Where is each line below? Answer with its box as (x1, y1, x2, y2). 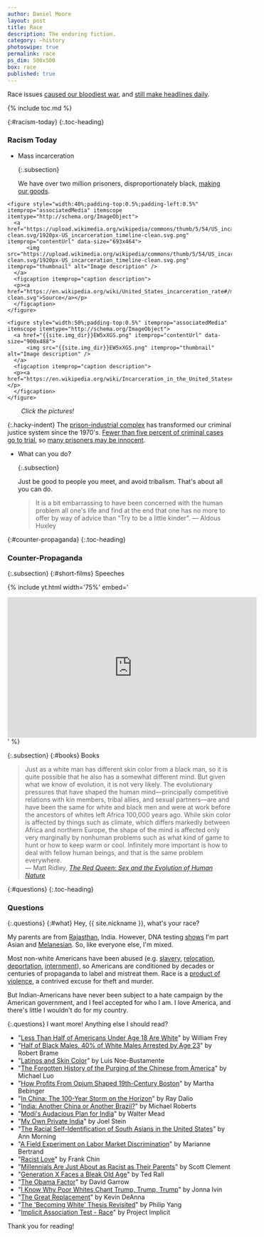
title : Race (7, 24, 43, 31)
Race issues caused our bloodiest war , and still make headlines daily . (7, 90, 210, 99)
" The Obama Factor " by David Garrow (17, 1178, 130, 1186)
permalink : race (7, 51, 56, 58)
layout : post (7, 17, 46, 24)
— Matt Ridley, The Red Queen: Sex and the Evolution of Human (24, 864, 213, 872)
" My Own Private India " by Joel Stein (17, 1117, 127, 1126)
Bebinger (17, 1086, 45, 1096)
